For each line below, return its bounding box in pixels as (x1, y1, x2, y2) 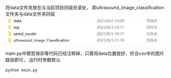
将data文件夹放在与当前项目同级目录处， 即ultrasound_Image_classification (5, 5, 164, 10)
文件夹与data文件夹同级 (5, 11, 55, 17)
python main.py (5, 68, 38, 73)
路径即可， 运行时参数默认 (5, 57, 60, 63)
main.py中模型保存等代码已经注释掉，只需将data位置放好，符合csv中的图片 (5, 50, 165, 56)
